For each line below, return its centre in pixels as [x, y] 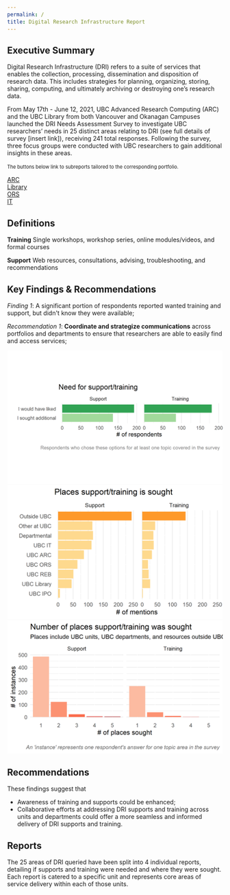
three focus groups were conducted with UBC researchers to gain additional [115, 146]
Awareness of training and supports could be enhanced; [96, 802]
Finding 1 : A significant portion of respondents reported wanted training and [114, 305]
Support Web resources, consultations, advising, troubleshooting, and [106, 260]
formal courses [28, 247]
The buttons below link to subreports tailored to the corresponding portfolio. [93, 167]
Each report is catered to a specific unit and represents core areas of [104, 877]
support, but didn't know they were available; [71, 313]
